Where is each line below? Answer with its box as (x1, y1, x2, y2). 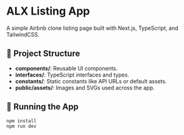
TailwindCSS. (6, 30, 40, 38)
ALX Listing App (6, 4, 90, 18)
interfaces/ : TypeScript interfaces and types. (15, 71, 130, 78)
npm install (6, 117, 37, 124)
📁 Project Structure (6, 49, 80, 59)
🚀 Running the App (6, 102, 79, 112)
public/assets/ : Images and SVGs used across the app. (15, 84, 155, 91)
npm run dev (6, 123, 37, 130)
